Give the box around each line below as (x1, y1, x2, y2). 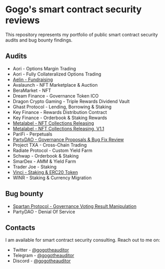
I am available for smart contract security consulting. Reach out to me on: (5, 237, 160, 243)
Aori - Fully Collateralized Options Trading (12, 71, 101, 77)
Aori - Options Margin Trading (12, 65, 76, 71)
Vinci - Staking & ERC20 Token (12, 169, 78, 175)
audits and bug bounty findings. (5, 37, 73, 43)
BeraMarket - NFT (12, 87, 51, 93)
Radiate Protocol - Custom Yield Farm (12, 147, 93, 153)
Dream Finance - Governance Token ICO (12, 92, 99, 99)
